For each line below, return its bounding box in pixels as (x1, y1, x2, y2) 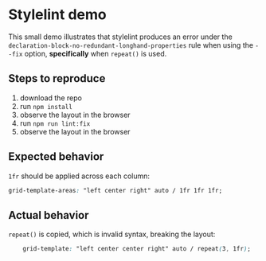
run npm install (19, 101, 73, 111)
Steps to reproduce (8, 72, 106, 85)
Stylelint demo (8, 6, 107, 24)
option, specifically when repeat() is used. (24, 49, 167, 58)
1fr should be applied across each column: (8, 171, 150, 181)
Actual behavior (8, 208, 89, 222)
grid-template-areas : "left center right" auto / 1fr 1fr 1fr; (8, 186, 223, 194)
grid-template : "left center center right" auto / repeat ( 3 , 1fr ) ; (22, 245, 251, 253)
